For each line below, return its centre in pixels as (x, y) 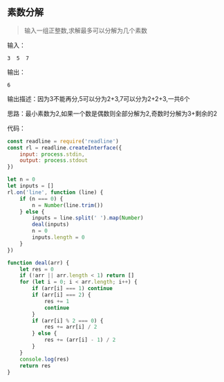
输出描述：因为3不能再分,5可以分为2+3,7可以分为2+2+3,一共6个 (99, 98)
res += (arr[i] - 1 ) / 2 (80, 340)
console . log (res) (45, 359)
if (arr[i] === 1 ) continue (72, 289)
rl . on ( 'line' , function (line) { (55, 192)
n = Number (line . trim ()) (68, 205)
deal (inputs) (51, 225)
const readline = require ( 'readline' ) (63, 141)
